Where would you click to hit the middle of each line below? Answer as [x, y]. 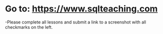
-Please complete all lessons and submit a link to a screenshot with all [76, 22]
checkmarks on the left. [29, 27]
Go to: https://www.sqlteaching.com [81, 9]
